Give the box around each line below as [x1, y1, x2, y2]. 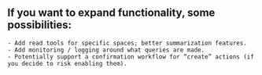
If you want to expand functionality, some [7, 6, 216, 20]
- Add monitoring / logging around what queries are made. [7, 46, 205, 54]
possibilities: [7, 19, 72, 32]
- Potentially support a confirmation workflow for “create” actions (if [7, 52, 255, 61]
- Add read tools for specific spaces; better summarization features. [7, 39, 247, 47]
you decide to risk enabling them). [7, 59, 127, 67]
